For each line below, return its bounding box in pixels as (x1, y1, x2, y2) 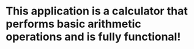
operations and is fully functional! (6, 30, 181, 44)
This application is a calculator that (6, 4, 188, 18)
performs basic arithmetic (6, 17, 141, 31)
